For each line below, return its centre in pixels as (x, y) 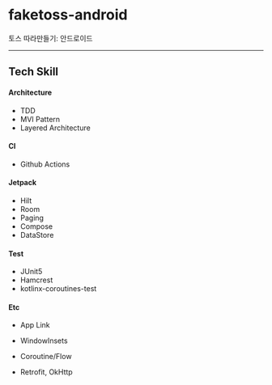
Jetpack (23, 183)
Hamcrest (36, 280)
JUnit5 (31, 272)
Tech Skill (34, 72)
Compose (36, 226)
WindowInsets (44, 341)
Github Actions (45, 164)
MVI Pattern (40, 119)
